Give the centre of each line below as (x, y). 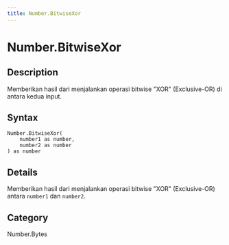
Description (33, 73)
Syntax (23, 118)
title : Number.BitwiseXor (44, 13)
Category (28, 217)
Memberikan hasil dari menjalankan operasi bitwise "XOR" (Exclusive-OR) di (115, 89)
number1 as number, (47, 140)
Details (22, 172)
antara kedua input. (35, 96)
